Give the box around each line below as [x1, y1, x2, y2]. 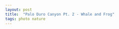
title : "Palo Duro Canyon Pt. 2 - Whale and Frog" [5, 12, 115, 17]
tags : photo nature [5, 16, 46, 21]
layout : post [5, 7, 32, 12]
